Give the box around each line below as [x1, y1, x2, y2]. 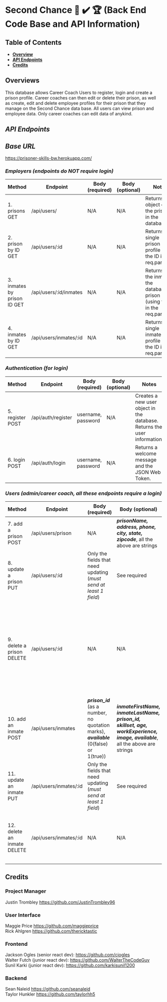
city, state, [116, 530, 143, 537]
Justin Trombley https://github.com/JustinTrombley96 [5, 899, 115, 905]
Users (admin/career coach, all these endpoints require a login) [5, 490, 162, 497]
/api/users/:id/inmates [31, 289, 83, 296]
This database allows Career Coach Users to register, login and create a [5, 90, 153, 95]
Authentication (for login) [5, 364, 69, 371]
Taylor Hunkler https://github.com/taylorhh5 [5, 991, 95, 998]
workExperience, [116, 728, 158, 734]
